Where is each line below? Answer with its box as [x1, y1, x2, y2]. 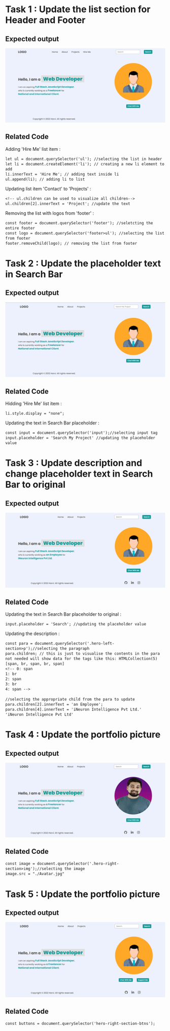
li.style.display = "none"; [5, 411, 65, 416]
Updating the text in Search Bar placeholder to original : [5, 611, 122, 617]
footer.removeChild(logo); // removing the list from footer [5, 241, 138, 246]
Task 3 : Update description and [5, 457, 143, 469]
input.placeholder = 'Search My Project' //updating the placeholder [5, 436, 156, 441]
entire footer [5, 225, 36, 230]
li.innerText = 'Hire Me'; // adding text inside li [5, 172, 119, 177]
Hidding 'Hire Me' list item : [5, 401, 62, 407]
